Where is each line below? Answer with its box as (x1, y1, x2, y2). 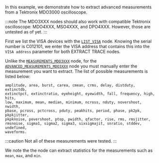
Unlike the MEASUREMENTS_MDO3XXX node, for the (5, 58, 97, 64)
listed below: (5, 74, 31, 79)
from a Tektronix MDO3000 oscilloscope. (5, 9, 88, 15)
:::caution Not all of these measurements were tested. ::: (5, 138, 117, 144)
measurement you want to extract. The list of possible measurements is (5, 68, 148, 74)
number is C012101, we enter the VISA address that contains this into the (5, 44, 150, 49)
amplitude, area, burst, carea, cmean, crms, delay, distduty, (5, 83, 136, 88)
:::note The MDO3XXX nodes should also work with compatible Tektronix (5, 19, 151, 24)
